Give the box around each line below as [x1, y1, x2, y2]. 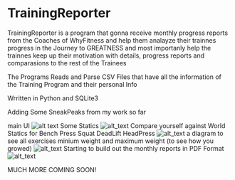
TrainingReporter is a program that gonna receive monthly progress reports [7, 28, 229, 37]
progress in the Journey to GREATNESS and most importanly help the [7, 43, 211, 52]
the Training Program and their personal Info [7, 80, 137, 88]
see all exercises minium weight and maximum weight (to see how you [7, 137, 214, 145]
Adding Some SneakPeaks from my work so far [7, 107, 147, 116]
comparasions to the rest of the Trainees [7, 58, 127, 67]
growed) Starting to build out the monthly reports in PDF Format [7, 144, 224, 152]
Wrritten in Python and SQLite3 [7, 94, 98, 102]
